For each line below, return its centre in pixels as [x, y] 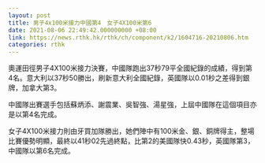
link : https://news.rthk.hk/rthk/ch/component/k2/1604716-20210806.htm [128, 37]
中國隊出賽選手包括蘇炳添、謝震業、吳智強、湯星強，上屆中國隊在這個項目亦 [132, 105]
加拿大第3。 [41, 88]
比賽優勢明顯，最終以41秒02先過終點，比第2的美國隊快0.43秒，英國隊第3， [131, 141]
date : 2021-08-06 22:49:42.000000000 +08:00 [82, 30]
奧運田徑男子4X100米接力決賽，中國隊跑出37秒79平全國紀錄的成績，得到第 [130, 69]
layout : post [30, 15]
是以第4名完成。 [35, 114]
